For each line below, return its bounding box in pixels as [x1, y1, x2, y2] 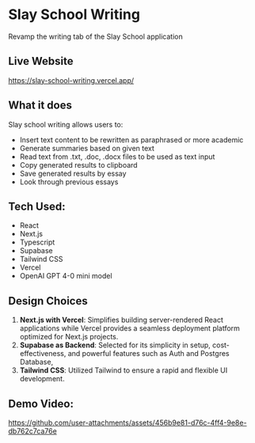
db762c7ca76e [8, 426, 57, 436]
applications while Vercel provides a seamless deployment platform [19, 324, 240, 333]
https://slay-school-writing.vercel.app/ [8, 75, 135, 85]
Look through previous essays [19, 176, 119, 187]
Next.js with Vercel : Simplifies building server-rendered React [19, 315, 223, 325]
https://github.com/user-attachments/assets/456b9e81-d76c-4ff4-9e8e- [8, 418, 247, 427]
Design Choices [8, 294, 89, 308]
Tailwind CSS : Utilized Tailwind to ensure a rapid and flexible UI [19, 365, 228, 375]
